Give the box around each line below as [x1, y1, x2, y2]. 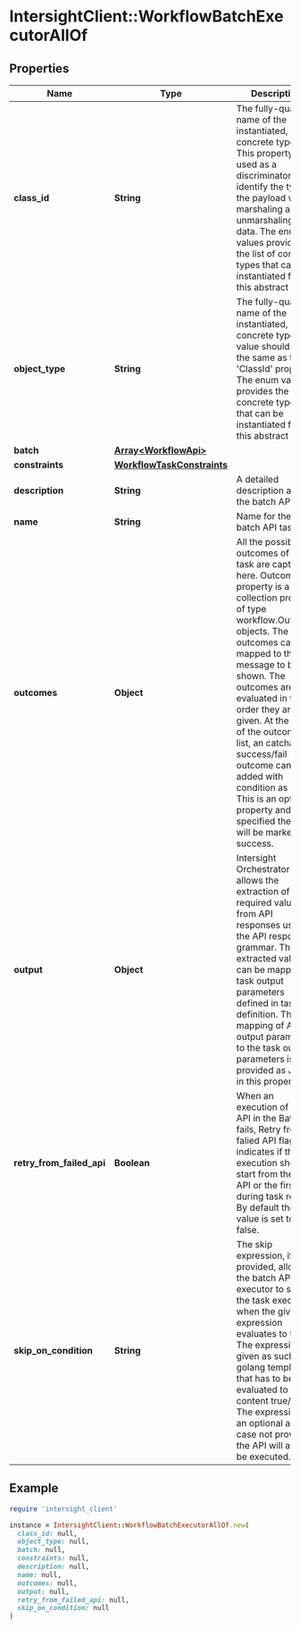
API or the [236, 1179, 279, 1191]
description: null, [17, 1562, 90, 1572]
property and [236, 804, 292, 816]
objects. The [236, 625, 288, 637]
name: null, [17, 1570, 62, 1579]
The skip [236, 1238, 273, 1250]
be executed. [236, 1450, 292, 1463]
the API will [236, 1439, 283, 1451]
